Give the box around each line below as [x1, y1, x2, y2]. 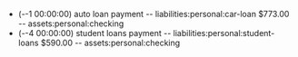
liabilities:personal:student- [173, 28, 275, 38]
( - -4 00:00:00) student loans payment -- [17, 28, 172, 38]
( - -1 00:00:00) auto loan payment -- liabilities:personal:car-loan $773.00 [17, 9, 290, 19]
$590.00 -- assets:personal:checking [40, 37, 181, 48]
